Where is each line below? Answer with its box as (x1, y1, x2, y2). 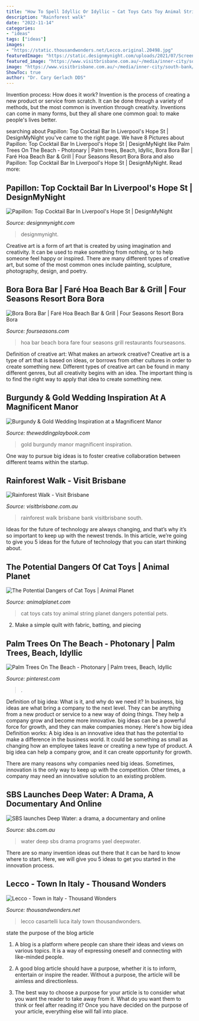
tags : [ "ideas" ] (6, 36, 46, 42)
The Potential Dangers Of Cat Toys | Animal (6, 561, 170, 572)
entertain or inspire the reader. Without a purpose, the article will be (14, 971, 181, 978)
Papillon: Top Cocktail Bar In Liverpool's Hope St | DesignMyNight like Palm (6, 141, 190, 148)
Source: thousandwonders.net (6, 906, 81, 913)
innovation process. (6, 862, 54, 869)
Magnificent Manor (6, 402, 79, 412)
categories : (6, 25, 36, 31)
